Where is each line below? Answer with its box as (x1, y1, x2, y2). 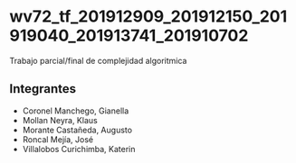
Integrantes (9, 81, 77, 96)
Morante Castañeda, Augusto (22, 124, 133, 135)
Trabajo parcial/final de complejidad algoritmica (9, 55, 187, 66)
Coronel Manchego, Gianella (22, 105, 129, 116)
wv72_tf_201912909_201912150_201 (9, 6, 288, 27)
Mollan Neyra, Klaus (22, 114, 98, 125)
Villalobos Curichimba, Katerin (22, 143, 136, 154)
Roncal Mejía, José (22, 133, 93, 145)
